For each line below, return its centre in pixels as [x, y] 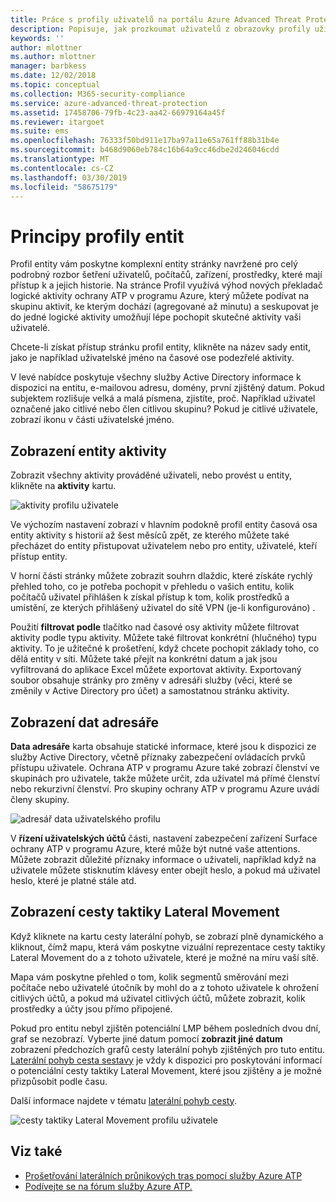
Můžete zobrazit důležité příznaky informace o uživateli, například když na [163, 859]
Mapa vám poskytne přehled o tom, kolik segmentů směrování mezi [149, 977]
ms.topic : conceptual [55, 85]
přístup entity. [39, 557]
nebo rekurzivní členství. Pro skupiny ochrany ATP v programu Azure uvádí [165, 788]
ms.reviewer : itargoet [57, 122]
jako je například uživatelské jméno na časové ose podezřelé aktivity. [152, 358]
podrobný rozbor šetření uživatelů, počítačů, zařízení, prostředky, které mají [166, 275]
